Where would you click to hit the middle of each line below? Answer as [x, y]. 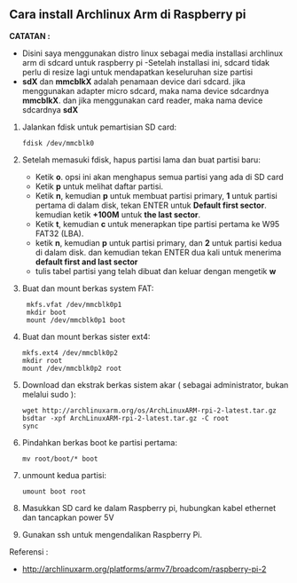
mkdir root [42, 360]
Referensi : [29, 551]
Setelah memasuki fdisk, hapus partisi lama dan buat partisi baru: [141, 160]
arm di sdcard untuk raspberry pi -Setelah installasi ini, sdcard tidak [146, 62]
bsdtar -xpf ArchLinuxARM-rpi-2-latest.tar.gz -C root [125, 418]
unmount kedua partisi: [64, 475]
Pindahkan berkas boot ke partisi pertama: [99, 442]
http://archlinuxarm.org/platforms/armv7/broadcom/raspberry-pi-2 [144, 569]
